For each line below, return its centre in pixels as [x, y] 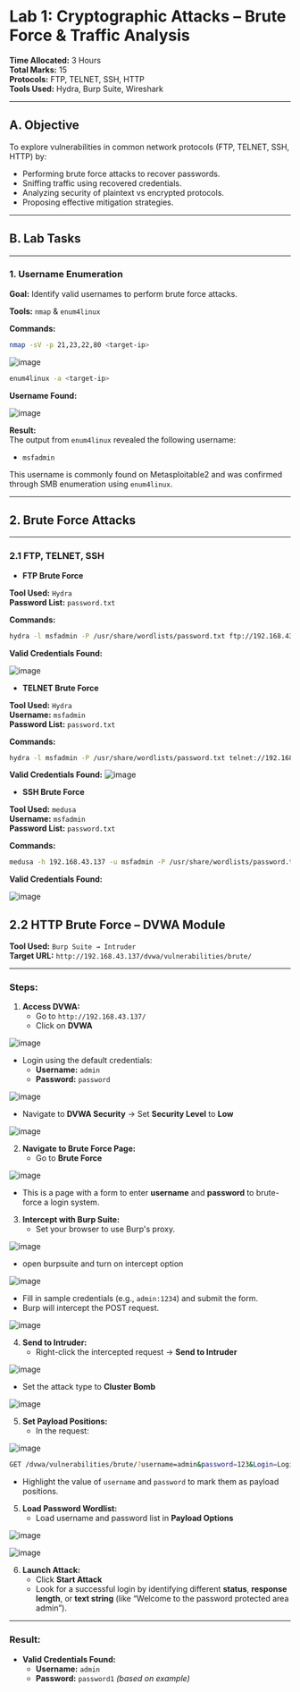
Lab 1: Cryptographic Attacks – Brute [148, 17]
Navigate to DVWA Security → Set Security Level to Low [128, 1114]
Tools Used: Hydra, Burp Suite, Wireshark [86, 89]
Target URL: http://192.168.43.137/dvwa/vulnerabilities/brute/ [131, 956]
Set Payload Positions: [65, 1421]
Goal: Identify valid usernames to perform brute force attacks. [124, 293]
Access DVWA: [51, 1007]
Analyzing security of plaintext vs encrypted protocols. [123, 192]
